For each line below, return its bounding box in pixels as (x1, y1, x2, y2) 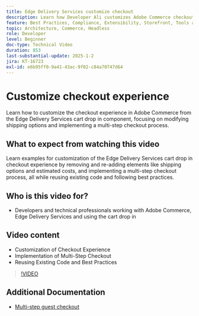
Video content (6, 230, 60, 241)
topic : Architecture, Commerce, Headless (6, 25, 110, 31)
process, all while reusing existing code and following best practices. (6, 173, 175, 181)
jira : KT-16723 (6, 58, 44, 64)
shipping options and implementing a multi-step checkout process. (6, 122, 170, 129)
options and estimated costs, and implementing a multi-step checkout (6, 168, 176, 175)
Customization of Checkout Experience (14, 246, 111, 253)
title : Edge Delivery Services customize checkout (6, 8, 134, 15)
